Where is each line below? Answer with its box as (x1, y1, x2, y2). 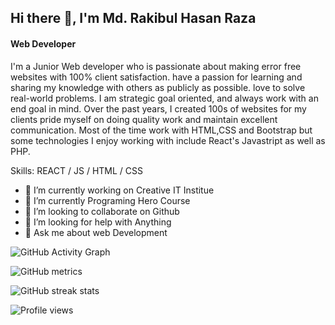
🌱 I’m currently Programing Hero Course (24, 194, 191, 206)
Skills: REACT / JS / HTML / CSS (10, 164, 143, 176)
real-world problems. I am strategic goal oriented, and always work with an (10, 92, 319, 104)
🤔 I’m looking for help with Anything (24, 216, 172, 228)
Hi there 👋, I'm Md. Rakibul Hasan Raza (10, 10, 257, 27)
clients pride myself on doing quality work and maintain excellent (10, 113, 278, 125)
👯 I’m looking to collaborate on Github (24, 205, 180, 217)
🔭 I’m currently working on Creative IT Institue (24, 184, 215, 196)
